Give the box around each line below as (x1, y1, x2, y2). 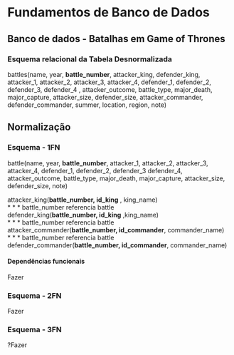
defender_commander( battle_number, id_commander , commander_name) (7, 240, 228, 249)
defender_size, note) (7, 181, 68, 190)
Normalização (7, 121, 71, 133)
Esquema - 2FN (7, 290, 62, 300)
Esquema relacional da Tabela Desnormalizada (7, 54, 173, 64)
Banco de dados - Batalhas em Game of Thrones (7, 33, 225, 45)
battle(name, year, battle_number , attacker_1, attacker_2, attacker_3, (7, 158, 208, 168)
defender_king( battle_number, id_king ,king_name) (7, 210, 159, 219)
